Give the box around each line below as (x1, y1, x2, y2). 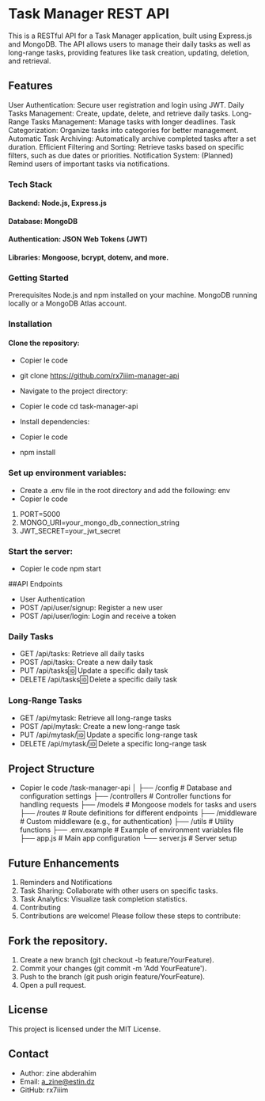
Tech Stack (8, 179, 53, 190)
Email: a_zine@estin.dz (19, 1076, 95, 1086)
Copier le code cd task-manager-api (19, 401, 138, 412)
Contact (8, 1047, 49, 1061)
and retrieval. (8, 56, 51, 66)
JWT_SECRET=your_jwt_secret (19, 526, 121, 535)
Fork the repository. (8, 934, 108, 947)
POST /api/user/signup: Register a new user (19, 603, 163, 613)
